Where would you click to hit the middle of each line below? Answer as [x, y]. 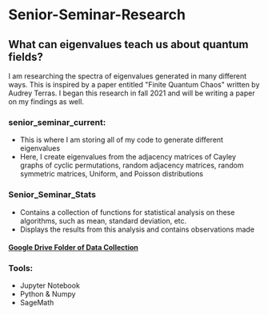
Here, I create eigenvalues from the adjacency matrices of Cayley [128, 157]
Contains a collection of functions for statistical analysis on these [127, 212]
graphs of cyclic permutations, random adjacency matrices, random [132, 165]
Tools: [21, 269]
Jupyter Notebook [50, 285]
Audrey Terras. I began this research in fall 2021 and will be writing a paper [132, 93]
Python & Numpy [48, 294]
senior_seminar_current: [57, 122]
